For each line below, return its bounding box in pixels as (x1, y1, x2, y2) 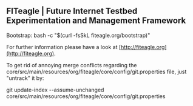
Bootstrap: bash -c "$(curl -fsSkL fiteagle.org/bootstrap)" (6, 31, 151, 39)
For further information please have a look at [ (6, 43, 121, 50)
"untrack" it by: (6, 74, 44, 82)
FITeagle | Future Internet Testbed (6, 6, 138, 16)
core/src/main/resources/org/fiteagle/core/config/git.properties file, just (6, 68, 187, 75)
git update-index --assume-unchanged (6, 86, 104, 93)
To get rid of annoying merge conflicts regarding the (6, 61, 137, 68)
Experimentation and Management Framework (6, 16, 186, 26)
